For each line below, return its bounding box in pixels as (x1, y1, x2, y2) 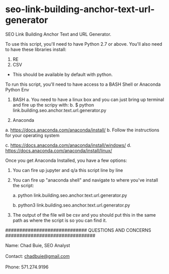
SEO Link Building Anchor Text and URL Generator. (5, 31, 112, 37)
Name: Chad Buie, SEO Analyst (5, 242, 70, 248)
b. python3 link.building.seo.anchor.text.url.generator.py (12, 202, 130, 208)
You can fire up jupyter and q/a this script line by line (12, 167, 123, 173)
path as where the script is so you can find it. (12, 217, 107, 223)
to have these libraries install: (5, 46, 67, 52)
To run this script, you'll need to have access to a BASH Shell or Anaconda (5, 81, 161, 87)
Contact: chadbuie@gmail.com (5, 253, 70, 259)
